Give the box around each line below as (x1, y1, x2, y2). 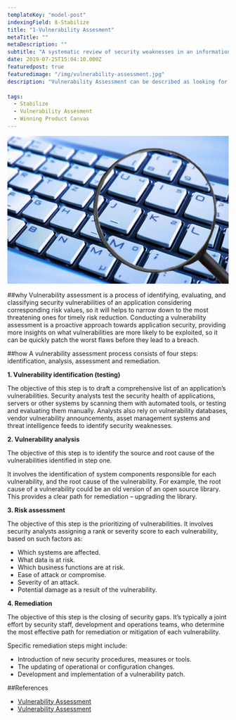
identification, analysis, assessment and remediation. (7, 356, 161, 365)
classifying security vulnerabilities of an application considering (7, 298, 192, 306)
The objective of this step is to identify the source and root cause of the (7, 448, 215, 457)
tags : (7, 93, 23, 100)
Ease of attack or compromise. (17, 570, 107, 579)
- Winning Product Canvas (13, 115, 90, 122)
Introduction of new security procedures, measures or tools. (17, 655, 192, 663)
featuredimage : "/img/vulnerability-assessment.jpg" (7, 70, 165, 77)
